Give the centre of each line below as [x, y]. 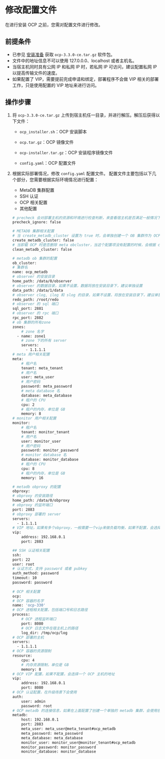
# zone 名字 [33, 332]
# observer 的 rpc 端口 [35, 313]
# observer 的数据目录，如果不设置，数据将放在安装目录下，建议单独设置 [77, 286]
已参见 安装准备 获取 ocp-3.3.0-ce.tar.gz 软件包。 [64, 54]
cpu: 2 [28, 405]
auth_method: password [35, 574]
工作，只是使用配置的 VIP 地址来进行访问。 [56, 85]
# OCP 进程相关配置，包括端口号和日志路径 [50, 610]
